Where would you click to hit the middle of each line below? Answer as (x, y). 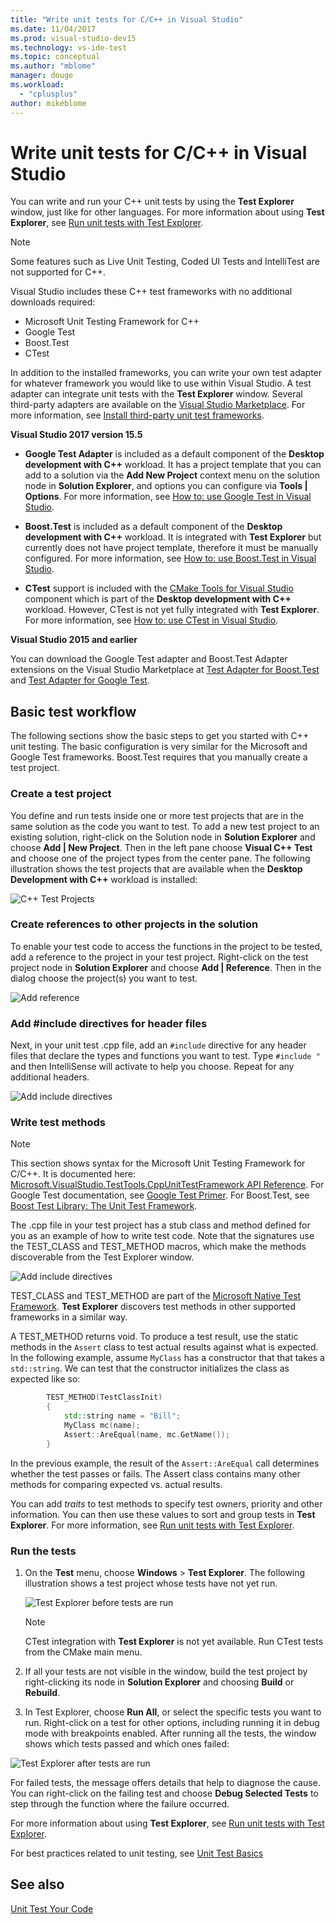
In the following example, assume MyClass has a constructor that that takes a (167, 1358)
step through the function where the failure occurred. (120, 1803)
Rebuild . (42, 1692)
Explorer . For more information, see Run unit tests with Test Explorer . (152, 1525)
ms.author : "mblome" (53, 66)
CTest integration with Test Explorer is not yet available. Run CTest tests (174, 1641)
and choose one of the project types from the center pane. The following (160, 858)
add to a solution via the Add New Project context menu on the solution (172, 475)
